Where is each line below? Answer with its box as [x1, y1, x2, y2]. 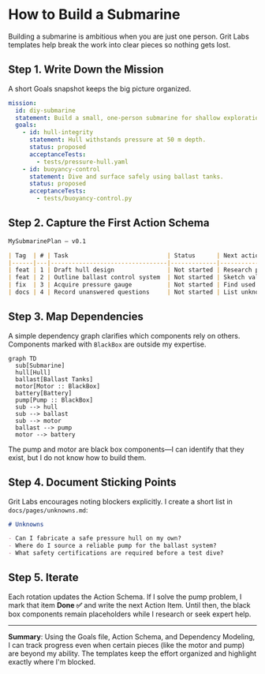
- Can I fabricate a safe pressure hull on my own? [8, 534, 181, 542]
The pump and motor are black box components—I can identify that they [8, 444, 244, 454]
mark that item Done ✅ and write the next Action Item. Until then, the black [8, 600, 251, 609]
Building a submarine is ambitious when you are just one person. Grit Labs [8, 32, 250, 41]
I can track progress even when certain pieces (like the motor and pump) [8, 640, 245, 650]
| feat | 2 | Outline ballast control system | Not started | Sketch [8, 274, 245, 282]
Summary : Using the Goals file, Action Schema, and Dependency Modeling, [8, 631, 256, 641]
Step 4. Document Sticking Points [8, 476, 177, 489]
